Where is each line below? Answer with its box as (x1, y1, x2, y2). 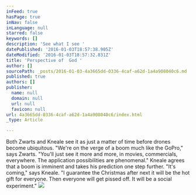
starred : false (6, 30, 43, 36)
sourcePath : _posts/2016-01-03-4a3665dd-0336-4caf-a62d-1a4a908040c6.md (6, 68, 187, 74)
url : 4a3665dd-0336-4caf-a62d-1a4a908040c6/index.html (6, 112, 143, 117)
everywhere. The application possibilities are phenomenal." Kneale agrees (6, 157, 185, 164)
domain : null (11, 95, 43, 101)
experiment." (6, 182, 37, 190)
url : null (11, 100, 35, 107)
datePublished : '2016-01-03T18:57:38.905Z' (6, 47, 114, 53)
